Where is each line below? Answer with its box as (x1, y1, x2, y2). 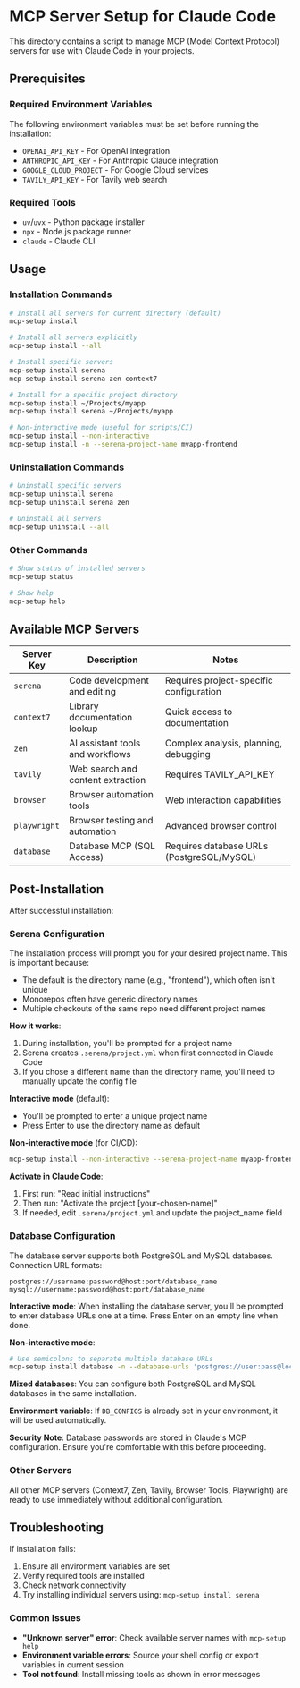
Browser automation (69, 789, 154, 801)
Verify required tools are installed (21, 1571, 145, 1581)
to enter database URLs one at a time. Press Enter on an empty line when (9, 1309, 279, 1321)
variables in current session (21, 1658, 125, 1670)
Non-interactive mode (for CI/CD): (9, 1138, 138, 1148)
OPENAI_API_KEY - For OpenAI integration (21, 145, 171, 156)
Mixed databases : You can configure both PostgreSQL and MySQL (9, 1378, 257, 1389)
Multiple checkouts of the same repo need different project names (21, 1003, 266, 1014)
